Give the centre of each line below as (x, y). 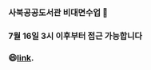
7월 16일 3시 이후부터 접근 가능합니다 (75, 36)
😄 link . (21, 57)
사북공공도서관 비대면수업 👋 (58, 12)
